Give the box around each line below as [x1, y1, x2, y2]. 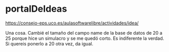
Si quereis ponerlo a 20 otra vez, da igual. [5, 40, 94, 46]
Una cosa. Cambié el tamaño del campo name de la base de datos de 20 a [5, 30, 162, 36]
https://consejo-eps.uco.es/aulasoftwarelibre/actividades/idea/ [5, 20, 139, 26]
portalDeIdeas [5, 3, 68, 15]
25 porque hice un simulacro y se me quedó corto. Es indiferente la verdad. [5, 35, 164, 41]
